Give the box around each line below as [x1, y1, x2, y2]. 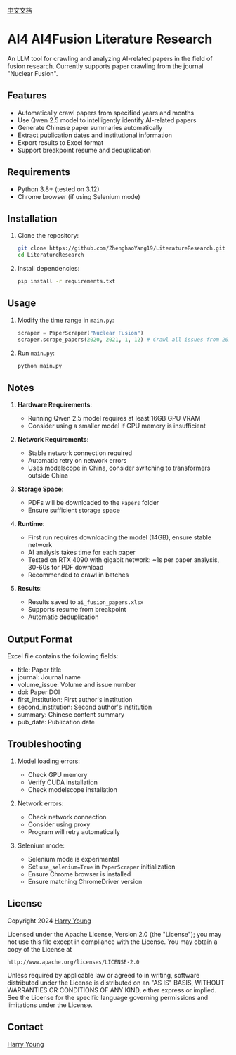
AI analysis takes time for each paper [27, 548, 136, 557]
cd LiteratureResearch [17, 252, 84, 259]
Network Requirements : [17, 435, 89, 444]
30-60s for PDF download [27, 563, 104, 572]
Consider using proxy [27, 820, 91, 829]
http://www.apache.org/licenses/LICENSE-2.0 [7, 959, 140, 966]
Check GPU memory [27, 770, 88, 779]
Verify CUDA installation [27, 778, 98, 786]
